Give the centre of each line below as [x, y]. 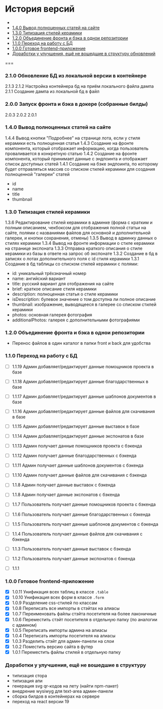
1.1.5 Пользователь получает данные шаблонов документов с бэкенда [85, 524]
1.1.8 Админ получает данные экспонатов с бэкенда [66, 495]
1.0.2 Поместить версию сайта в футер [53, 647]
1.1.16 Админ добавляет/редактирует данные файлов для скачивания [83, 411]
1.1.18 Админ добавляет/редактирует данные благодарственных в [80, 381]
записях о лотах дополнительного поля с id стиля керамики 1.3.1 [72, 259]
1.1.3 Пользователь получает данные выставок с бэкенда [72, 549]
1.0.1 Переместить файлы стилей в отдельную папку [66, 652]
